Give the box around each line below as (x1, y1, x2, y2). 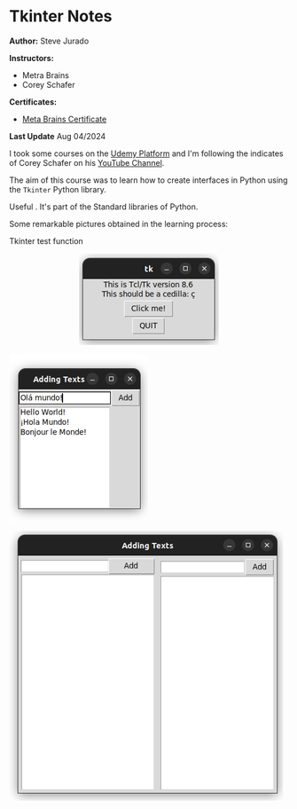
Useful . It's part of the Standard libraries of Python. (9, 201, 199, 212)
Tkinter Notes (9, 6, 113, 27)
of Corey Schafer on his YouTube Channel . (9, 157, 165, 168)
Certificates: (9, 96, 58, 107)
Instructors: (9, 52, 55, 63)
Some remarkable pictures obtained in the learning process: (9, 218, 229, 229)
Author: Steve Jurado (9, 35, 90, 46)
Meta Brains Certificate (21, 114, 107, 124)
